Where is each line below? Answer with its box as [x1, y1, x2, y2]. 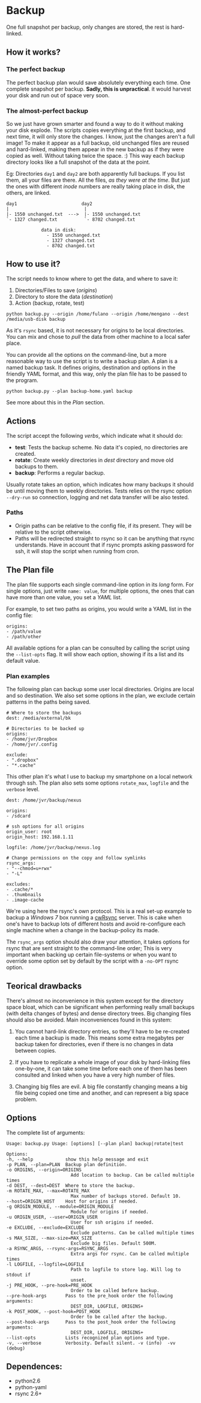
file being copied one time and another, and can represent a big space [14, 1089, 189, 1096]
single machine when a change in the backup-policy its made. [6, 926, 160, 933]
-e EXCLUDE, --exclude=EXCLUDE [6, 1224, 85, 1230]
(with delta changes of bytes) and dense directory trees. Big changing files [6, 1010, 191, 1017]
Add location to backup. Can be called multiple [70, 1172, 195, 1178]
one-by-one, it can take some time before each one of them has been [14, 1065, 188, 1072]
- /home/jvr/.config [6, 741, 58, 747]
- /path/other [6, 633, 42, 639]
